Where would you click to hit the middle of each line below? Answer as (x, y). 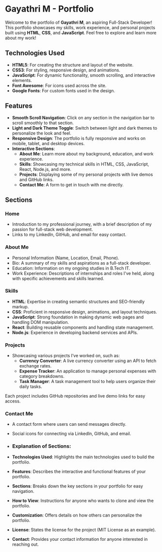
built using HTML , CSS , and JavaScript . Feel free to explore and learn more (81, 33)
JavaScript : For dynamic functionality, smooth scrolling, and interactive (83, 75)
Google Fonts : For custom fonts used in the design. (64, 90)
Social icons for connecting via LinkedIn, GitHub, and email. (72, 434)
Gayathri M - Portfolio (49, 9)
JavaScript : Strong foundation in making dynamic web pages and (78, 317)
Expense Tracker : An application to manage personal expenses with (88, 371)
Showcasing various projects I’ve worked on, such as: (66, 356)
